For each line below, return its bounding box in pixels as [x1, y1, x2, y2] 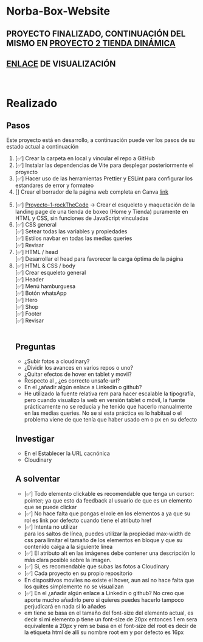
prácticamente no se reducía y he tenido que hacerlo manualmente [24, 403, 193, 411]
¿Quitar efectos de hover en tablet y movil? [24, 370, 132, 378]
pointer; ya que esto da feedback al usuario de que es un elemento [24, 496, 193, 504]
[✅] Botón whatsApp [15, 289, 67, 297]
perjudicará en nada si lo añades [24, 602, 106, 610]
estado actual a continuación [6, 143, 79, 150]
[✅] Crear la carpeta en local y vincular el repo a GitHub [15, 155, 155, 162]
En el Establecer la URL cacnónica [24, 450, 111, 457]
